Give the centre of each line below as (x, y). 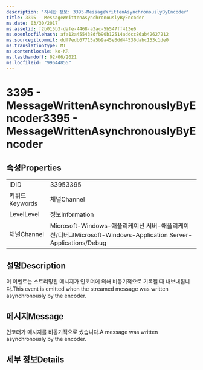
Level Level (24, 214)
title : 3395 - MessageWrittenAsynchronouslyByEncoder (76, 18)
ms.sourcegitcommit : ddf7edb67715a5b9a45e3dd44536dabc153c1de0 (88, 40)
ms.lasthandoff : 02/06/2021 (42, 57)
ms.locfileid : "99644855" (39, 62)
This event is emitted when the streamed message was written (90, 289)
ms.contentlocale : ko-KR (37, 51)
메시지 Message (35, 316)
